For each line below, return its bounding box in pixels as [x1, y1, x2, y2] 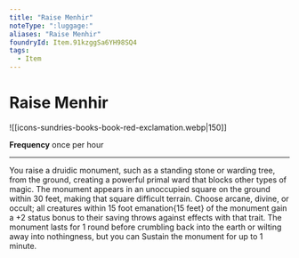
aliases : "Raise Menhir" [9, 29, 101, 38]
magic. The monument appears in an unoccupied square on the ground [9, 183, 271, 194]
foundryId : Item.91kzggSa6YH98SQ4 [9, 37, 138, 47]
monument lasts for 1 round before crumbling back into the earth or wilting [9, 222, 282, 232]
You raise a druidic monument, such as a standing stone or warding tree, [9, 165, 276, 175]
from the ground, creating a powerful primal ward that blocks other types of [9, 174, 287, 185]
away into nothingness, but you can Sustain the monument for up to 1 [9, 230, 263, 241]
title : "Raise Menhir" [9, 12, 93, 22]
